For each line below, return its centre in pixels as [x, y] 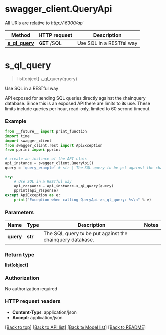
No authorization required [31, 289]
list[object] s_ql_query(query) [47, 79]
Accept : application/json [37, 317]
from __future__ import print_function [46, 132]
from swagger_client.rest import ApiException [54, 145]
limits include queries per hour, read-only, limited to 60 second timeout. [78, 108]
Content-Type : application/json [44, 312]
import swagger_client [28, 141]
